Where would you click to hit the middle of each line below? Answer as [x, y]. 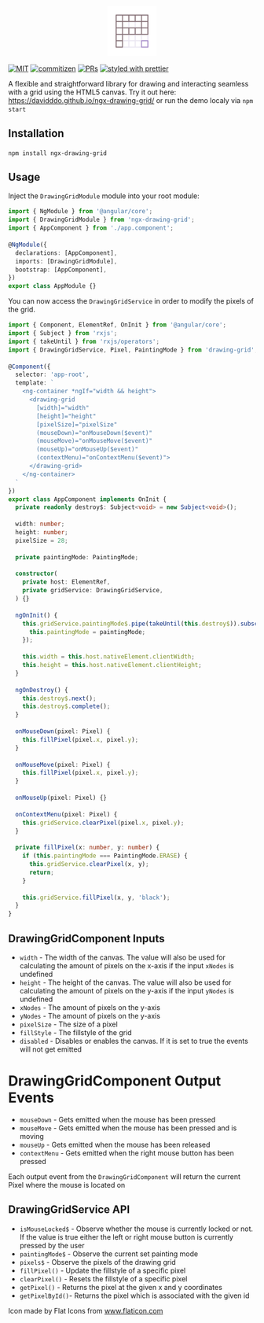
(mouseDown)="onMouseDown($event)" [95, 433]
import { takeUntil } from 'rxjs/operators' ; [84, 341]
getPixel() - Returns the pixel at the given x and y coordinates [121, 1287]
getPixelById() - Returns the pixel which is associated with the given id [134, 1295]
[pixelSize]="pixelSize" [77, 424]
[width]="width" [63, 407]
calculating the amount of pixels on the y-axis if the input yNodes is [126, 990]
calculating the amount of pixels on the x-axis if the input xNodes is [126, 965]
